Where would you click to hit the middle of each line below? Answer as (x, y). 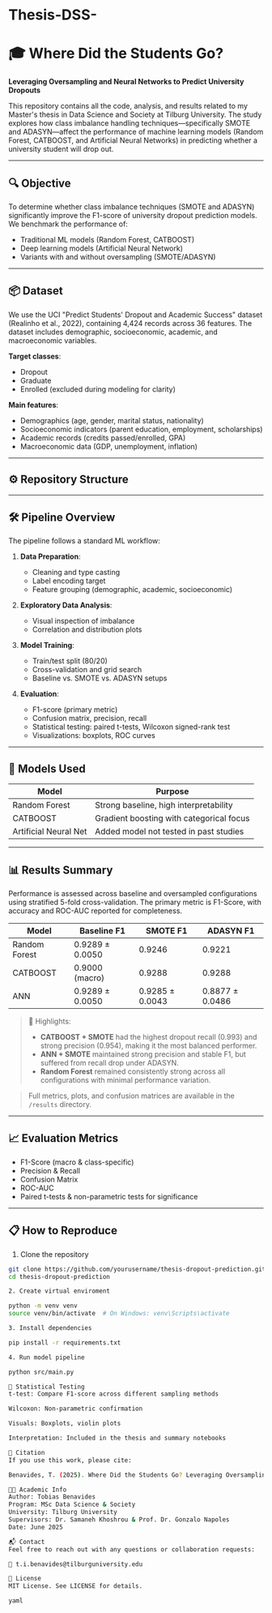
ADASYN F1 (231, 931)
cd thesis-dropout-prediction (59, 1276)
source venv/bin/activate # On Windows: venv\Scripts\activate (119, 1314)
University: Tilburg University (63, 1512)
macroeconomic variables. (53, 340)
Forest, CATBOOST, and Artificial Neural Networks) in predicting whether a (133, 140)
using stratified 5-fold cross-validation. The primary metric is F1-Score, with (135, 902)
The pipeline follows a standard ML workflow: (84, 541)
